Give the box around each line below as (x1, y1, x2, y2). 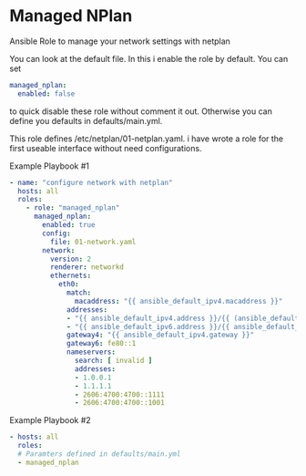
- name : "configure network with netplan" (9, 178, 173, 187)
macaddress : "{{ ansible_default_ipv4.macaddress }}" (74, 296, 283, 305)
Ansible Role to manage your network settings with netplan (9, 36, 230, 47)
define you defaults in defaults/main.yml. (9, 115, 163, 126)
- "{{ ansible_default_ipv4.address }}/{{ (66, 314, 230, 323)
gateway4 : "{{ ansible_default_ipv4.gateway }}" (66, 330, 255, 340)
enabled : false (17, 88, 76, 98)
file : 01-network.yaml (49, 237, 137, 246)
